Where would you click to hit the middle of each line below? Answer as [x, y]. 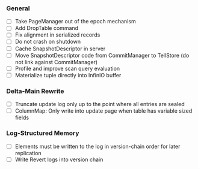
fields [22, 117]
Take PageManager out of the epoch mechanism [76, 22]
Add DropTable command [47, 28]
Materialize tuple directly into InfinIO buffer [68, 75]
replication [28, 153]
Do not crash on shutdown [48, 42]
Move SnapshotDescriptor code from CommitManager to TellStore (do [102, 55]
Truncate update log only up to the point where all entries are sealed [100, 104]
